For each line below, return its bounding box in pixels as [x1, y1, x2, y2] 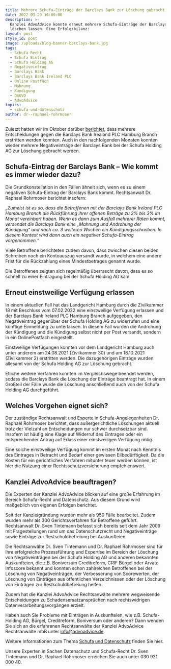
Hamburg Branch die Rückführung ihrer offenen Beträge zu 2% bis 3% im [5, 210, 160, 216]
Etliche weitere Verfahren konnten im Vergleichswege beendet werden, [5, 370, 154, 376]
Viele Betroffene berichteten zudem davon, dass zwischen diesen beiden [5, 247, 159, 253]
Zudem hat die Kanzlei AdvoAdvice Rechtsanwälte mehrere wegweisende [5, 591, 160, 598]
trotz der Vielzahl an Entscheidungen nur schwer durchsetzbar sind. [5, 426, 148, 432]
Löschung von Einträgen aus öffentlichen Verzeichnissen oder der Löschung [5, 576, 166, 582]
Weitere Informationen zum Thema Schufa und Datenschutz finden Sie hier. [5, 638, 164, 644]
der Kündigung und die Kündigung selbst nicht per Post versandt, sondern [5, 329, 161, 335]
